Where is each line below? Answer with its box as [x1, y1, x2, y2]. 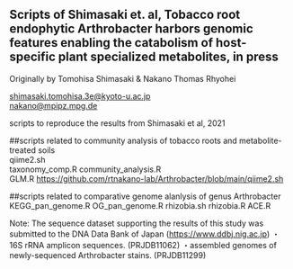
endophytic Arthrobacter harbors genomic [9, 22, 253, 37]
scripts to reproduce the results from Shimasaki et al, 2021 [9, 117, 226, 129]
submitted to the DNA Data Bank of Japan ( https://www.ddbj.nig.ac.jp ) [9, 229, 271, 239]
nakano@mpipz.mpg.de [9, 100, 98, 111]
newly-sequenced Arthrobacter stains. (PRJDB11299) [9, 249, 207, 260]
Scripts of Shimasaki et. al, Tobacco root [9, 7, 241, 22]
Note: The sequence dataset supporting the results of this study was [9, 218, 264, 229]
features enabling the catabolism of [9, 35, 214, 50]
